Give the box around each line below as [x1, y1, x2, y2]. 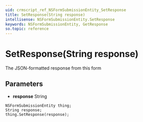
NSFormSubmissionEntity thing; [5, 103, 72, 108]
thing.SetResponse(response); [5, 112, 70, 117]
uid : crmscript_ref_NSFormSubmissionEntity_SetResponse [5, 7, 126, 13]
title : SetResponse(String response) [5, 12, 85, 17]
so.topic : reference [5, 26, 49, 32]
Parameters [5, 80, 43, 88]
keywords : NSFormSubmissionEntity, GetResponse [5, 21, 108, 27]
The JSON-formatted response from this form [5, 65, 102, 71]
